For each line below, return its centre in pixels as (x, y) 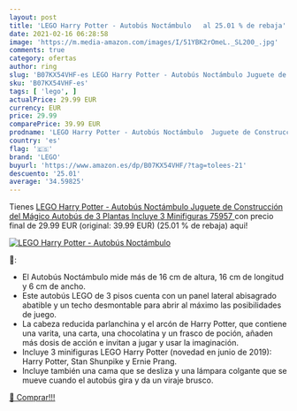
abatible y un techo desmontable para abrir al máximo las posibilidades (152, 305)
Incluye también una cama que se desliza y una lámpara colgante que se (154, 371)
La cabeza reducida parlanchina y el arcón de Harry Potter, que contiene (154, 324)
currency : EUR (35, 108)
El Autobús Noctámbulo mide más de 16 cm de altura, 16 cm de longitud (153, 277)
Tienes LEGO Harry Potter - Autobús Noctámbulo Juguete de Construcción (146, 207)
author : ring (33, 67)
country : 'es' (35, 141)
